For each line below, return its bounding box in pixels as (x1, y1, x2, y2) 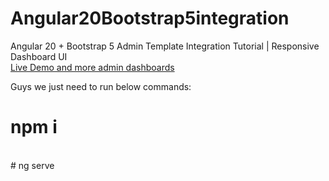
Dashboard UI (10, 50, 68, 62)
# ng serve (10, 159, 55, 171)
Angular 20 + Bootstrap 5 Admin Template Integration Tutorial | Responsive (10, 40, 320, 52)
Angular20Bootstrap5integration (10, 7, 290, 30)
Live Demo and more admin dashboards (10, 61, 175, 73)
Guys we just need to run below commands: (10, 80, 192, 92)
